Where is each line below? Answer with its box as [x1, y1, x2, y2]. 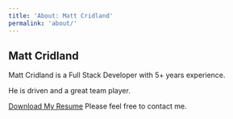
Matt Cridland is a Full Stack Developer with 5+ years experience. [8, 70, 226, 80]
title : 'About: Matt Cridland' [8, 11, 114, 20]
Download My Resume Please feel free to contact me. [8, 101, 187, 111]
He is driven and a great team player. [8, 86, 131, 96]
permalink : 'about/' [8, 19, 78, 27]
